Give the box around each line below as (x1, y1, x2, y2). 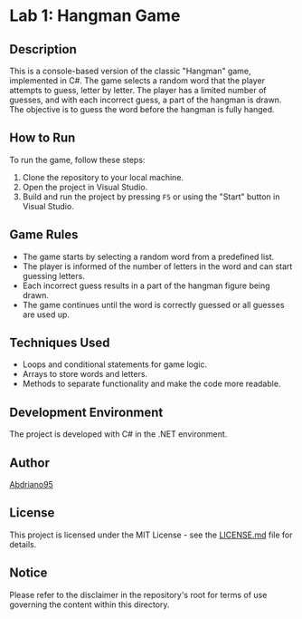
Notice (9, 566, 48, 581)
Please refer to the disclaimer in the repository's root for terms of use (9, 589, 268, 600)
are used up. (22, 309, 71, 320)
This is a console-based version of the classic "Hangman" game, (9, 65, 251, 76)
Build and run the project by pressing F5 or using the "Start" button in (22, 191, 280, 202)
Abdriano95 (9, 479, 54, 490)
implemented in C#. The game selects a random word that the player (9, 75, 265, 86)
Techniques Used (9, 335, 110, 351)
